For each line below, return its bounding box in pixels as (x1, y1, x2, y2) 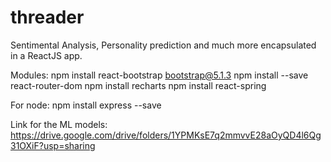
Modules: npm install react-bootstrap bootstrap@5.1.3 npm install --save (10, 69, 309, 81)
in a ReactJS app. (10, 49, 83, 61)
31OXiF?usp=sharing (10, 139, 96, 151)
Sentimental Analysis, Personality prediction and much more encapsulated (10, 39, 317, 51)
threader (10, 6, 85, 29)
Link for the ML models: (10, 118, 108, 130)
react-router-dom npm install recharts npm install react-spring (10, 79, 267, 91)
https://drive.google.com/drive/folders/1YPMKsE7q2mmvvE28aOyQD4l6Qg (10, 129, 322, 141)
